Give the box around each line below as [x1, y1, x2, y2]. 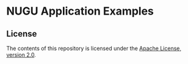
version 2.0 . [6, 51, 37, 59]
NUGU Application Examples [6, 4, 154, 18]
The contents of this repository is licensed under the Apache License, [6, 44, 182, 52]
